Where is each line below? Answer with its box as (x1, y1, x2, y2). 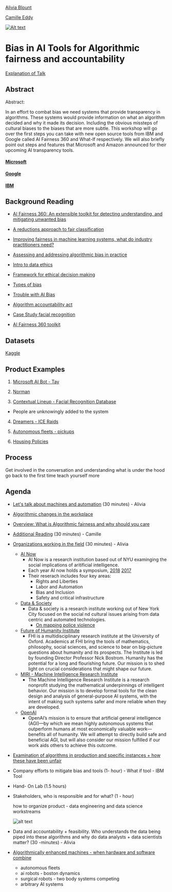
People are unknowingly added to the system (12, 408, 109, 415)
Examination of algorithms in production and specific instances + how (12, 752, 161, 758)
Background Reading (5, 197, 74, 206)
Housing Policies (12, 438, 49, 444)
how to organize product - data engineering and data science (12, 802, 143, 809)
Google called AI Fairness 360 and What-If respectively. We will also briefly (5, 136, 165, 142)
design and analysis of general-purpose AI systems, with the (28, 693, 157, 699)
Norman (12, 388, 30, 395)
